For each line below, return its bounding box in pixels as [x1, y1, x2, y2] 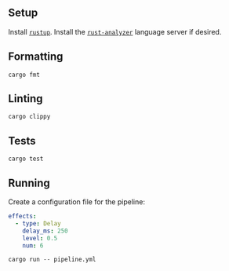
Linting [8, 92, 43, 105]
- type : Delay [15, 219, 61, 227]
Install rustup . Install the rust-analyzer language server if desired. [8, 27, 222, 36]
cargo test [8, 155, 44, 163]
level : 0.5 [22, 234, 58, 242]
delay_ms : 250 [22, 227, 68, 235]
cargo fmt [8, 71, 41, 79]
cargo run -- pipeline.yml [8, 255, 96, 264]
